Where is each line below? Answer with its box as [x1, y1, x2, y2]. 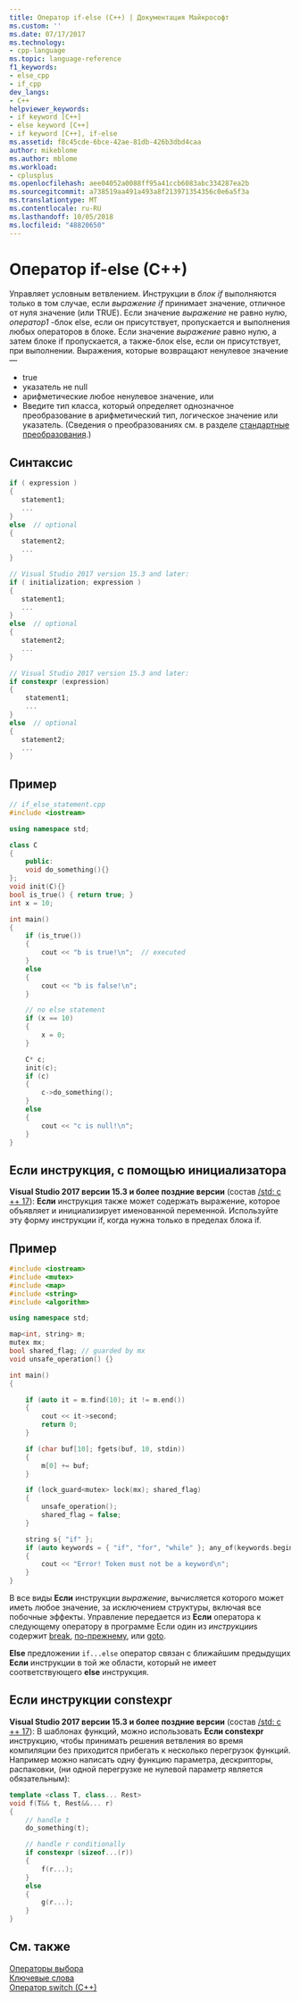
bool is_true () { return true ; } [9, 890, 134, 899]
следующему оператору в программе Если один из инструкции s [9, 1622, 258, 1632]
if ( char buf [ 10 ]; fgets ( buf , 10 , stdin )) [25, 1444, 186, 1454]
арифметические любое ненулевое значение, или [21, 391, 214, 402]
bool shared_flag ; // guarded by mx [9, 1347, 146, 1355]
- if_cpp [9, 79, 42, 88]
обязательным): [9, 1773, 71, 1784]
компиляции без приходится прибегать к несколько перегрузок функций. [9, 1745, 291, 1755]
